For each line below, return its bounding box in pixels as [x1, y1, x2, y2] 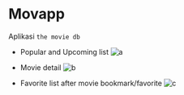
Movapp [8, 5, 65, 23]
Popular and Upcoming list [19, 47, 109, 56]
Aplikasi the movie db [8, 31, 81, 41]
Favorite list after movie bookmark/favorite [19, 78, 162, 88]
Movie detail [19, 62, 62, 72]
